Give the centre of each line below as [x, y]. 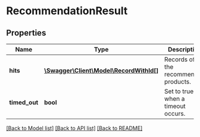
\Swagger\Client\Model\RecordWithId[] [101, 71]
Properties [26, 33]
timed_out [24, 102]
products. [178, 82]
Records [176, 59]
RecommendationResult [67, 11]
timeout [175, 106]
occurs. [175, 114]
